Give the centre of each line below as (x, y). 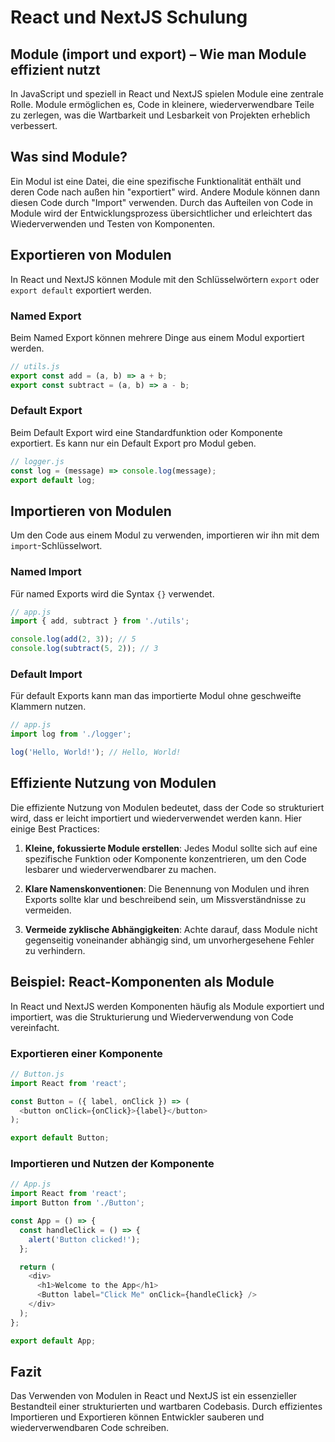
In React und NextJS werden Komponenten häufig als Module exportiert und (167, 1006)
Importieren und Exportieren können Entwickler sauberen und (137, 1417)
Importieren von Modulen (91, 511)
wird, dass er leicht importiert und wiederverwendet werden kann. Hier (156, 818)
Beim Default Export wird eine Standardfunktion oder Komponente (146, 432)
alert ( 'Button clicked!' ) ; (84, 1239)
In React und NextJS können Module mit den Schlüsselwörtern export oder (165, 279)
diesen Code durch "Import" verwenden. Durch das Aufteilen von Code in (162, 202)
